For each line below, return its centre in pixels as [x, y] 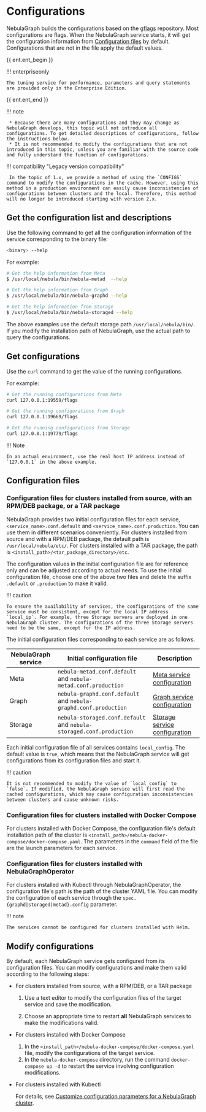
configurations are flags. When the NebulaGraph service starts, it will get [98, 34]
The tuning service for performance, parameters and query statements [98, 83]
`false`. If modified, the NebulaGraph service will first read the [96, 789]
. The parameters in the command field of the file [139, 841]
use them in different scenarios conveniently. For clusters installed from [97, 532]
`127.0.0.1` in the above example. [52, 462]
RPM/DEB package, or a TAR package [63, 506]
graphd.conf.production [92, 707]
